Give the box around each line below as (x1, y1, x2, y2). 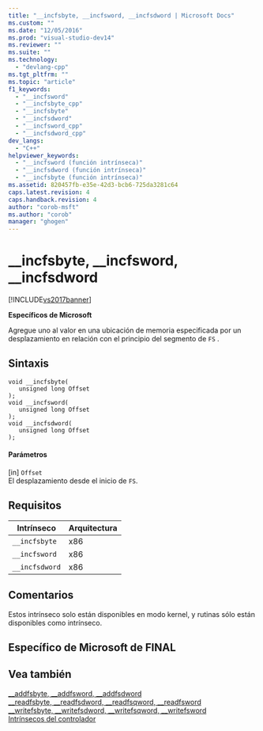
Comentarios (8, 588, 74, 602)
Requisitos (8, 499, 62, 512)
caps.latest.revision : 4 (8, 188, 90, 196)
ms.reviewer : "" (8, 41, 62, 49)
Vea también (8, 668, 72, 681)
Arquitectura (68, 522, 118, 533)
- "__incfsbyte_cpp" (15, 100, 83, 108)
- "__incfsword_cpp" (15, 122, 83, 130)
